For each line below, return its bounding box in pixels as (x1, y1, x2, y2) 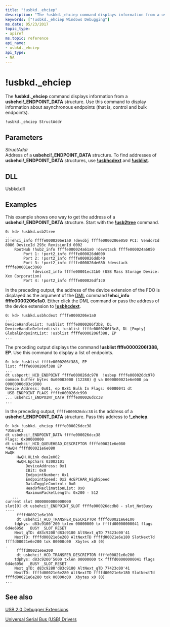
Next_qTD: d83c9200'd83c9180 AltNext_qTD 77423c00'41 (14, 530, 130, 535)
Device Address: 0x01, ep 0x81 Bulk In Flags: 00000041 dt (5, 386, 133, 391)
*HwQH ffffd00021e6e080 (5, 446, 56, 451)
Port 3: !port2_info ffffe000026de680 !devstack (23, 260, 128, 265)
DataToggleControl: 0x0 (25, 481, 76, 486)
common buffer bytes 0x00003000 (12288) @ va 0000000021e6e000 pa (5, 377, 148, 382)
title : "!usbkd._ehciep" (5, 7, 58, 13)
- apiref (5, 31, 24, 36)
